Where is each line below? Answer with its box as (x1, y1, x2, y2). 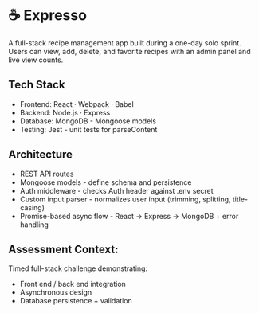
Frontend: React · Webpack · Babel (19, 99, 134, 108)
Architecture (8, 148, 73, 162)
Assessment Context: (8, 242, 119, 256)
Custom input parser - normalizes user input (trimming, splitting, (19, 194, 231, 204)
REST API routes (19, 169, 74, 178)
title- (232, 194, 249, 204)
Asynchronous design (19, 288, 92, 297)
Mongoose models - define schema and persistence (19, 177, 192, 187)
